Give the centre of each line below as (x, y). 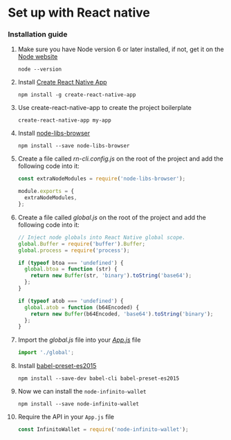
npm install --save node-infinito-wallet (78, 404)
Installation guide (38, 35)
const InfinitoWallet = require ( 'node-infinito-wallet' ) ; (103, 430)
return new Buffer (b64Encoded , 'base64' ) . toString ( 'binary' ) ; (122, 314)
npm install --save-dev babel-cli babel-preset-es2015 (99, 378)
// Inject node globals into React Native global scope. (102, 237)
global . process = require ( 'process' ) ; (74, 250)
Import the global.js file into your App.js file (79, 340)
